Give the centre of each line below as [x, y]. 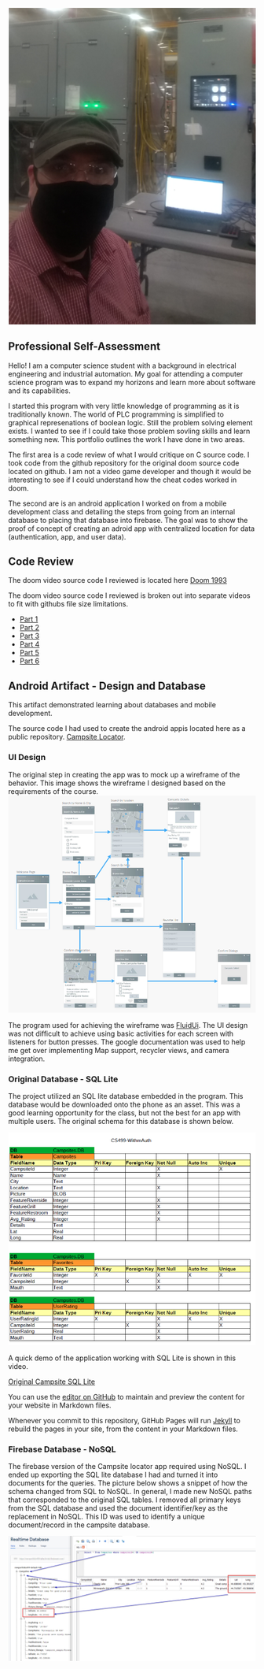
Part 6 [29, 661]
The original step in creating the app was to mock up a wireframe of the [124, 774]
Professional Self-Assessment [84, 347]
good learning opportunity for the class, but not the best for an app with [125, 1113]
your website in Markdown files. [60, 1405]
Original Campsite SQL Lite [52, 1382]
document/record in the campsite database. [79, 1525]
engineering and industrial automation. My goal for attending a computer [126, 373]
